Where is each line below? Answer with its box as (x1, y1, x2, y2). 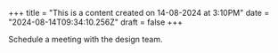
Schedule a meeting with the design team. (8, 34, 163, 44)
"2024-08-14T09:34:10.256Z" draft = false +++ (8, 17, 184, 27)
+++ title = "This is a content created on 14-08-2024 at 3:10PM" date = (8, 8, 270, 18)
